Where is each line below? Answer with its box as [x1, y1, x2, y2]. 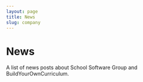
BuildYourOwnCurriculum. [6, 70, 69, 77]
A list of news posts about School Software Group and [6, 64, 138, 71]
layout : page [6, 8, 38, 15]
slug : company [6, 19, 41, 25]
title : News [6, 14, 35, 20]
